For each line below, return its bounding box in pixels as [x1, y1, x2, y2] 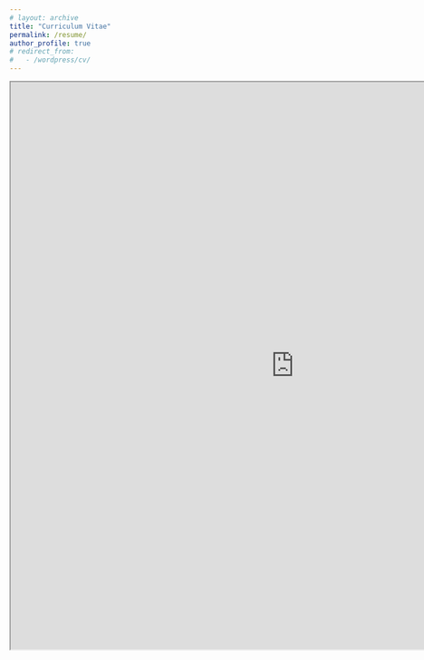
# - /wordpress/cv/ [9, 55, 92, 64]
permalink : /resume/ [9, 30, 88, 39]
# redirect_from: [9, 47, 75, 56]
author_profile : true [9, 38, 92, 48]
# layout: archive [9, 13, 79, 23]
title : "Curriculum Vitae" [9, 22, 111, 31]
